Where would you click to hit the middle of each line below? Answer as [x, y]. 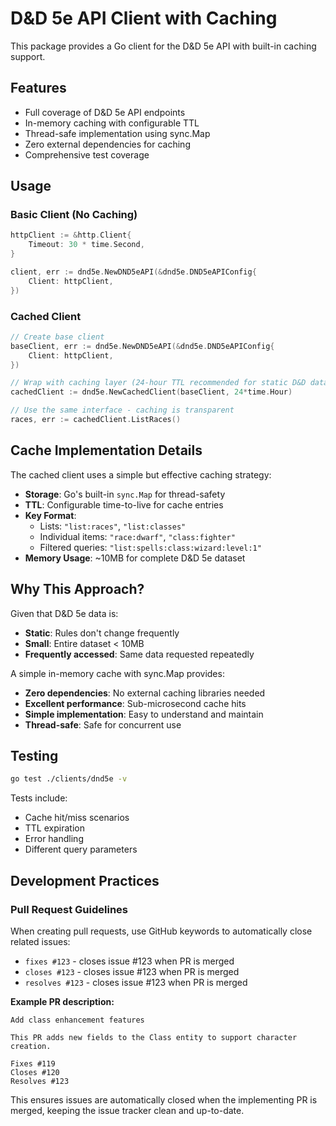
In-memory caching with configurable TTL [112, 123]
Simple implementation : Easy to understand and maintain [144, 714]
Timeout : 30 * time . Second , [86, 245]
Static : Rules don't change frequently [102, 633]
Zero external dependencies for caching [107, 144]
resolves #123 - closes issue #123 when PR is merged [136, 982]
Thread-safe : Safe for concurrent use [103, 724]
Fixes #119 [33, 1063]
